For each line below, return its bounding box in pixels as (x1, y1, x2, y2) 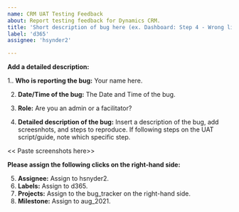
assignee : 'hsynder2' (7, 37, 72, 44)
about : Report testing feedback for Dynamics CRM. (7, 17, 161, 24)
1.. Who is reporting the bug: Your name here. (7, 76, 143, 85)
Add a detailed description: (7, 63, 90, 71)
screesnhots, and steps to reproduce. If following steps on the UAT (17, 125, 214, 134)
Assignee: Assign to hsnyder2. (17, 174, 109, 183)
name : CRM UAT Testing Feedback (7, 10, 103, 18)
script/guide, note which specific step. (17, 133, 131, 142)
